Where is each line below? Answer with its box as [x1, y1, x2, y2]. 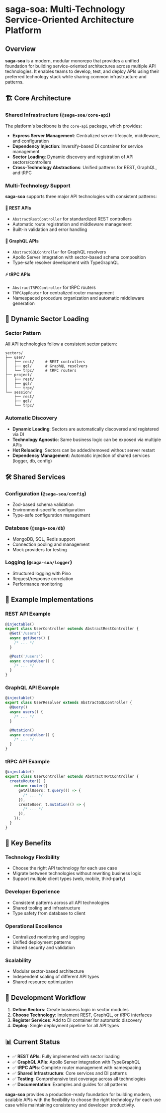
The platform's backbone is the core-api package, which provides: [5, 123, 142, 129]
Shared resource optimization [12, 979, 73, 985]
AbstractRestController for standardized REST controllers [12, 216, 132, 222]
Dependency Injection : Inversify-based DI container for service [12, 143, 143, 149]
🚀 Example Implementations [5, 595, 93, 604]
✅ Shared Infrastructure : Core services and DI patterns [12, 1070, 127, 1076]
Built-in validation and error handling [12, 226, 87, 232]
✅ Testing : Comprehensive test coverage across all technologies [12, 1076, 146, 1082]
